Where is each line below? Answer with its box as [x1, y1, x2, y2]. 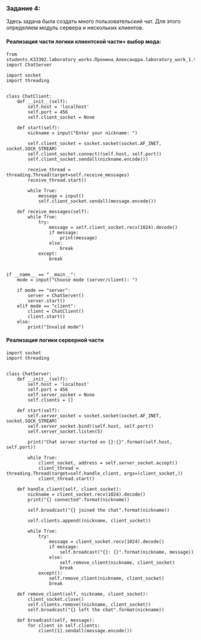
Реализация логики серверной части [6, 337, 104, 344]
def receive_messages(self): [17, 209, 90, 215]
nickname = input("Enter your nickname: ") [28, 130, 138, 136]
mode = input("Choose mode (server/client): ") [17, 277, 138, 283]
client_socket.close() [28, 596, 84, 602]
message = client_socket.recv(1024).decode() [48, 538, 165, 545]
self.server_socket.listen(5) [28, 428, 103, 434]
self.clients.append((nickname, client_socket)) [28, 517, 151, 524]
